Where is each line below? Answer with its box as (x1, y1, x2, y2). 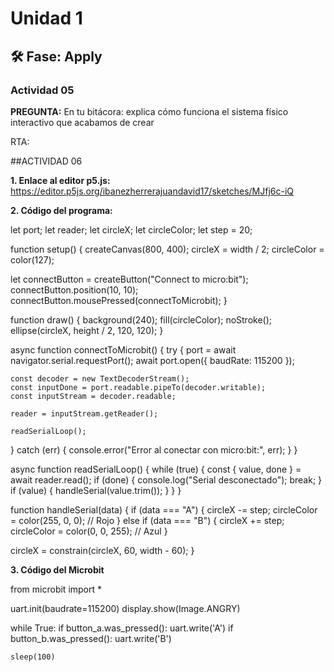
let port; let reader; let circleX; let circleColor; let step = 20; (10, 223, 253, 236)
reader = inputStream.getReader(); (10, 408, 159, 419)
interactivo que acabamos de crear (10, 116, 155, 128)
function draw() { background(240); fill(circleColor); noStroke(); (10, 313, 273, 326)
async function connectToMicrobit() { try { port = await (10, 343, 237, 356)
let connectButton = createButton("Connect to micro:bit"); (10, 273, 249, 285)
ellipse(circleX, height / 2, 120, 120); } (10, 324, 164, 336)
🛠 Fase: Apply (10, 48, 103, 65)
